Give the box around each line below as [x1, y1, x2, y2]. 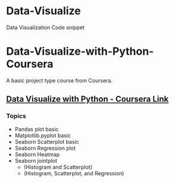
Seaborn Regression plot [14, 144, 76, 152]
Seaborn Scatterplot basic [14, 138, 79, 145]
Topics [6, 112, 27, 120]
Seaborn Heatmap [14, 150, 60, 158]
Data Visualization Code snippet [6, 24, 85, 31]
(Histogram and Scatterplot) [23, 163, 92, 171]
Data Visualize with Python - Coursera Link [6, 94, 169, 105]
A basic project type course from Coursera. [6, 77, 113, 84]
